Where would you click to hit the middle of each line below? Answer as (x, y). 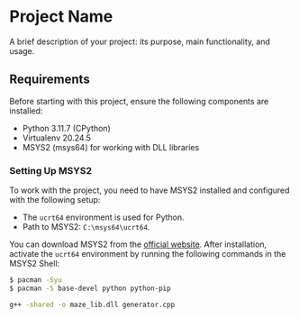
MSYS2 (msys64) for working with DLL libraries (111, 147)
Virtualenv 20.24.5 (57, 138)
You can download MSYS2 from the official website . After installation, (138, 244)
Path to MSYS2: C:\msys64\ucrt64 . (86, 227)
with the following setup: (55, 200)
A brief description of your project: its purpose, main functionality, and (140, 41)
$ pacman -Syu (36, 280)
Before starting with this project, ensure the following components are (139, 101)
